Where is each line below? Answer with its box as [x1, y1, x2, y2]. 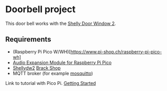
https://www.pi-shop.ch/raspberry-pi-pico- [70, 48, 162, 54]
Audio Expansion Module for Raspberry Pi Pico [12, 59, 112, 66]
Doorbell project [5, 4, 76, 15]
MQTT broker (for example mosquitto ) [12, 70, 93, 76]
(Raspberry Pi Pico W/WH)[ [12, 48, 71, 54]
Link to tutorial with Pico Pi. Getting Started [5, 80, 96, 86]
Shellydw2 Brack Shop [12, 65, 61, 71]
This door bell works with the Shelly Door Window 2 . [5, 20, 116, 26]
